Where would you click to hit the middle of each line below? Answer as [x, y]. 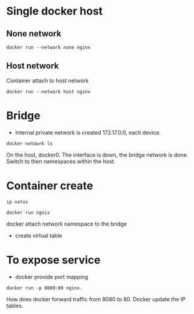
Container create [50, 185]
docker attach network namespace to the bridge [67, 224]
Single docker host [55, 11]
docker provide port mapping [52, 276]
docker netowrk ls [29, 144]
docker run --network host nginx [48, 92]
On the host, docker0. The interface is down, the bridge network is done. [97, 155]
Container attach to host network [48, 81]
